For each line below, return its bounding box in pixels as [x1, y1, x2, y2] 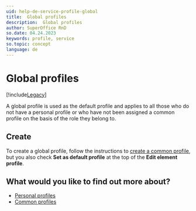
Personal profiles [14, 192, 56, 199]
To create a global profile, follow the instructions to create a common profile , [6, 147, 191, 154]
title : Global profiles [6, 14, 67, 20]
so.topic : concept [6, 41, 51, 47]
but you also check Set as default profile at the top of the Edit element [6, 153, 178, 161]
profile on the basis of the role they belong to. [6, 115, 116, 122]
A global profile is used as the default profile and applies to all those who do [6, 102, 190, 109]
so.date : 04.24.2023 [6, 30, 57, 36]
